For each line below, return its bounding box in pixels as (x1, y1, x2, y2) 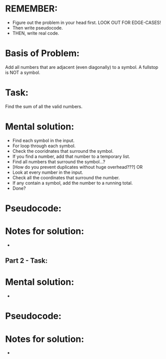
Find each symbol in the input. (12, 137, 75, 143)
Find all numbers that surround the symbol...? (12, 158, 106, 165)
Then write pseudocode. (12, 24, 63, 30)
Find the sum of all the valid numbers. (5, 103, 83, 109)
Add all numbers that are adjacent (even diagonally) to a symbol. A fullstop (5, 64, 159, 70)
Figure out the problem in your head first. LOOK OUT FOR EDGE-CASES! (12, 19, 161, 25)
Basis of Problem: (5, 48, 80, 59)
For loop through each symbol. (12, 143, 76, 149)
